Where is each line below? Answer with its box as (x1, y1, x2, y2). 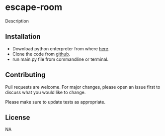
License (5, 113, 30, 122)
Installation (5, 32, 41, 41)
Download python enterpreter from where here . (12, 45, 110, 51)
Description (5, 18, 29, 24)
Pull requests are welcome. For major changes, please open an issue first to (5, 84, 161, 90)
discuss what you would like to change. (5, 89, 86, 95)
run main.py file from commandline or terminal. (12, 56, 109, 62)
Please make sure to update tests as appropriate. (5, 99, 106, 105)
